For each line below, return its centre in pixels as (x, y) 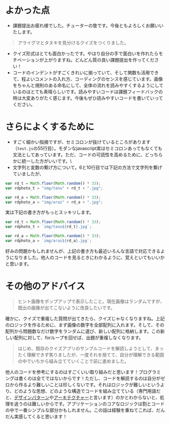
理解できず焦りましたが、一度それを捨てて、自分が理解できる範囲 (95, 355)
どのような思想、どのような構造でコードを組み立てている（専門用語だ (87, 391)
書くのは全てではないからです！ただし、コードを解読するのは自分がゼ (92, 378)
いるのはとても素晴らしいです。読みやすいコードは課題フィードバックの (88, 92)
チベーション (26, 60)
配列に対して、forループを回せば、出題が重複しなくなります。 (79, 337)
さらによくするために (50, 127)
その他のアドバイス (45, 286)
